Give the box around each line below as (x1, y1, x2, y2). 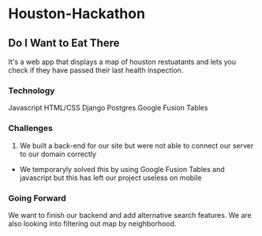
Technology (8, 84, 55, 96)
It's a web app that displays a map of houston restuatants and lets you (8, 57, 237, 66)
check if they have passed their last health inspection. (8, 66, 184, 75)
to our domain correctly (19, 149, 97, 159)
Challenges (8, 123, 53, 134)
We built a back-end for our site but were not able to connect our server (19, 140, 254, 150)
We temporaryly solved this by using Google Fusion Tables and (19, 164, 225, 174)
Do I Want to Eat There (8, 36, 120, 50)
